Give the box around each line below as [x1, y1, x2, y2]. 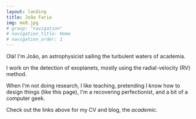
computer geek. [6, 95, 45, 102]
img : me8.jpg [6, 20, 39, 26]
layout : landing [6, 8, 47, 15]
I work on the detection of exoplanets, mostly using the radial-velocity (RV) [6, 64, 191, 71]
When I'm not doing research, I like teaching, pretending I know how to [6, 82, 180, 89]
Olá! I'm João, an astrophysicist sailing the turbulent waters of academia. [6, 53, 186, 59]
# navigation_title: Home [6, 31, 71, 37]
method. [6, 71, 27, 77]
